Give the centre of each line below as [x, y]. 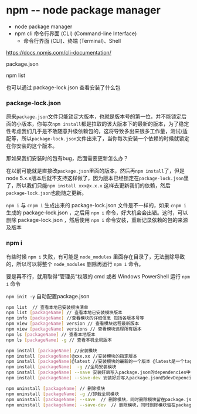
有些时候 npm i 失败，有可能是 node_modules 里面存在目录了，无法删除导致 [96, 257]
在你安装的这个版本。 [32, 146]
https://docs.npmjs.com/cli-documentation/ [59, 52]
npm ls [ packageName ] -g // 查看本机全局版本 [59, 340]
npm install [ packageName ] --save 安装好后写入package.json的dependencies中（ [101, 373]
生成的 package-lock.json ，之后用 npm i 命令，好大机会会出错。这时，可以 [97, 213]
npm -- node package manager [84, 10]
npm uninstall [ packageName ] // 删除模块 [56, 388]
